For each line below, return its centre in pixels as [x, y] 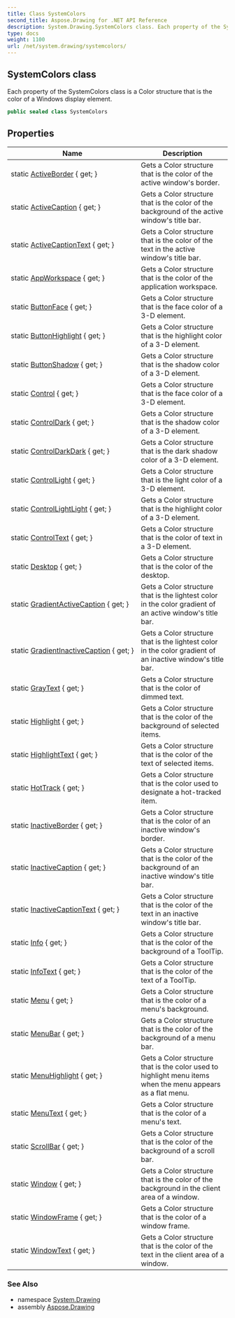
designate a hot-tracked [181, 792]
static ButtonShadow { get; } [57, 364]
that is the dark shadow [179, 451]
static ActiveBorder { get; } [54, 173]
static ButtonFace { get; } [51, 306]
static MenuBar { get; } [48, 1033]
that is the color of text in [182, 537]
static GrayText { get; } [47, 688]
